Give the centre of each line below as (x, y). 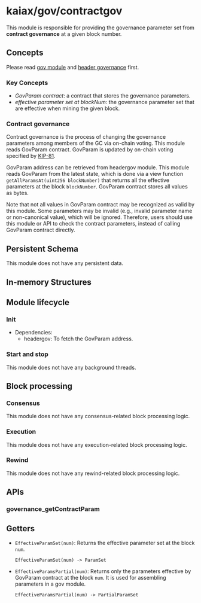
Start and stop (28, 354)
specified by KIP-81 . (31, 156)
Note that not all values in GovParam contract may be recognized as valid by (100, 205)
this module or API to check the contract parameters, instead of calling (93, 224)
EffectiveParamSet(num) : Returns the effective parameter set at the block (105, 543)
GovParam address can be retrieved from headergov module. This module (98, 167)
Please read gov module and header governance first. (73, 67)
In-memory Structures (49, 282)
